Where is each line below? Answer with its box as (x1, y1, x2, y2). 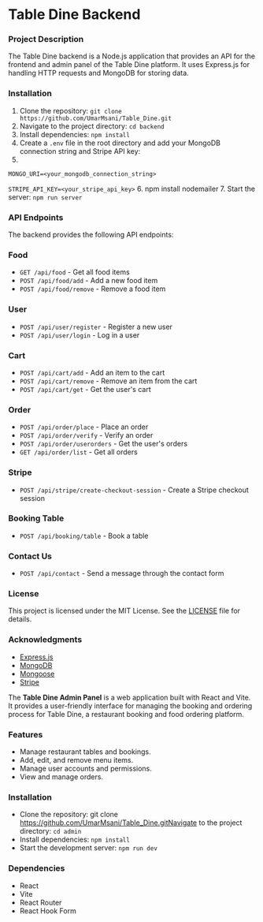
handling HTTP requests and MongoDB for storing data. (8, 69, 189, 78)
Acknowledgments (8, 634, 83, 645)
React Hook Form (19, 905, 76, 916)
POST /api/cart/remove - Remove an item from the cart (19, 376, 198, 386)
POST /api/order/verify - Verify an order (19, 431, 154, 440)
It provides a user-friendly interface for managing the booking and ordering (8, 700, 253, 711)
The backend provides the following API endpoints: (8, 230, 174, 240)
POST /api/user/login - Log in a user (19, 330, 140, 340)
